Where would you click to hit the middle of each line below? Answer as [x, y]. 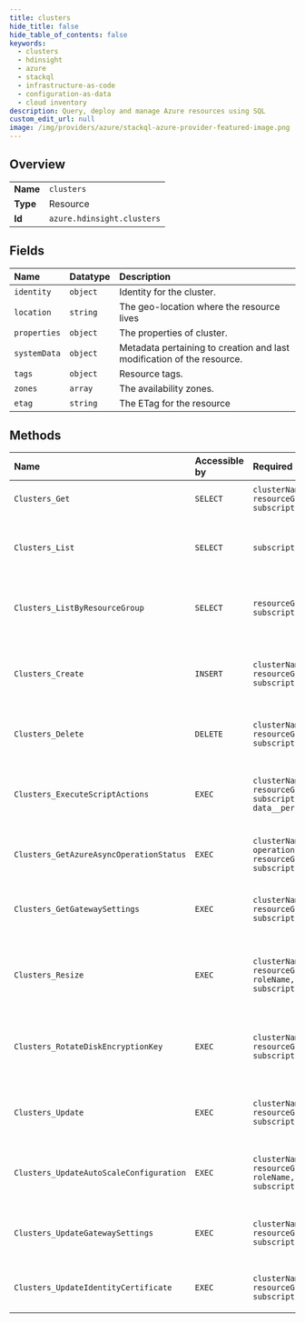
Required [273, 466]
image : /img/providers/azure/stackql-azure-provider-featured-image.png [150, 128]
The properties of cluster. [173, 333]
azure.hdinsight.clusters [105, 218]
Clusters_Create [49, 674]
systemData [37, 353]
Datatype [90, 276]
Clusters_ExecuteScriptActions [82, 795]
